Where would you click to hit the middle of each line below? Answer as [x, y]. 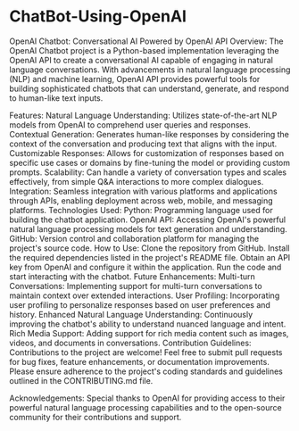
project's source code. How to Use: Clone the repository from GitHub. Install [149, 248]
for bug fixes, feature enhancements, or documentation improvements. [139, 361]
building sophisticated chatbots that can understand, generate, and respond [149, 88]
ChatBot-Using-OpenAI [98, 17]
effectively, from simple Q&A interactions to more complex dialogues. [137, 181]
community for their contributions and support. [96, 417]
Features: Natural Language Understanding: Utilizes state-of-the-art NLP [143, 115]
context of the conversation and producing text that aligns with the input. [143, 144]
